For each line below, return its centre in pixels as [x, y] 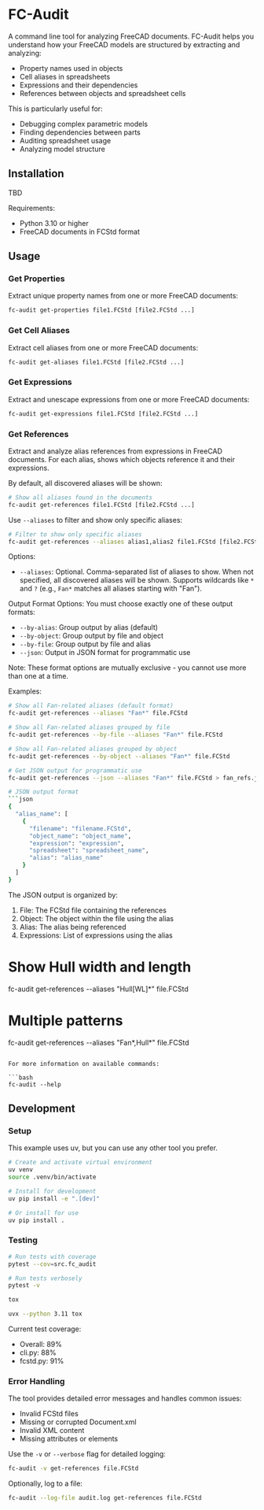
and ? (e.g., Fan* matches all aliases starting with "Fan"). [111, 589]
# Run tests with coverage [52, 1256]
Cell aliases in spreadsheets [65, 76]
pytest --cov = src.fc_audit [52, 1264]
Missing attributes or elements [69, 1439]
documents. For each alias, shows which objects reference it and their [122, 459]
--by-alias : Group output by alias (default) [89, 627]
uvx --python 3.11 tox [45, 1314]
